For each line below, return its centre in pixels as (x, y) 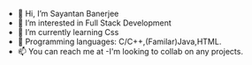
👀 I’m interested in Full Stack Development (95, 23)
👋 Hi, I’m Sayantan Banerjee (68, 14)
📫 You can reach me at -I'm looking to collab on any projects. (130, 51)
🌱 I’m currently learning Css (68, 32)
